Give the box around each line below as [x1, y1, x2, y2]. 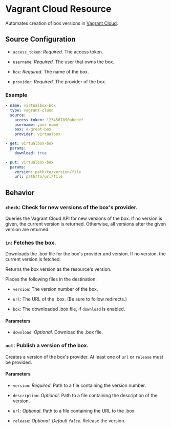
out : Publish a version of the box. [5, 342, 89, 349]
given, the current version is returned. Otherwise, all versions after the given [5, 220, 166, 227]
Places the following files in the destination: [5, 276, 97, 283]
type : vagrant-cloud [10, 107, 54, 113]
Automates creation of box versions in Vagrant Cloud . [5, 20, 118, 26]
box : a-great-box [14, 127, 52, 132]
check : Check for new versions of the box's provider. [5, 203, 138, 211]
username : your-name [14, 122, 58, 127]
